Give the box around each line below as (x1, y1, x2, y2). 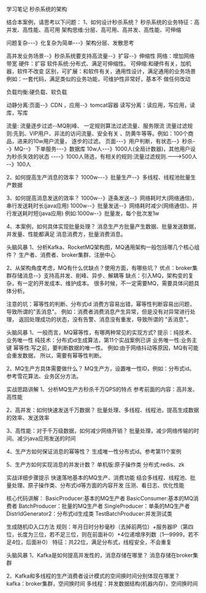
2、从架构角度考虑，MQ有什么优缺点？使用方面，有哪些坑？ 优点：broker (6, 264, 193, 272)
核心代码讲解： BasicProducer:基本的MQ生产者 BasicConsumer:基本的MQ (6, 495, 194, 502)
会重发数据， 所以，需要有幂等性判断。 (6, 352, 105, 359)
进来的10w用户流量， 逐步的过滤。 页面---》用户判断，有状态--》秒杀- (17, 138, 196, 144)
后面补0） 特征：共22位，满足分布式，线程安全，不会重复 (26, 538, 172, 546)
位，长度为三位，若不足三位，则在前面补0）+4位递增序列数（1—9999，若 (6, 531, 194, 538)
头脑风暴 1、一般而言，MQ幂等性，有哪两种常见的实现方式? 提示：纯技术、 (6, 329, 196, 336)
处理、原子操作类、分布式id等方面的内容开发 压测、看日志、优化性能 (11, 482, 185, 489)
